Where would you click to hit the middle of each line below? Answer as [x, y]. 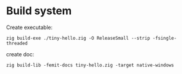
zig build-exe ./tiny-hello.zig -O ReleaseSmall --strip [78, 38]
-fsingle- [165, 38]
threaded [17, 43]
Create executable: [29, 27]
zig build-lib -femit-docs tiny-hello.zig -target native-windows [90, 65]
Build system [39, 11]
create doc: [20, 54]
